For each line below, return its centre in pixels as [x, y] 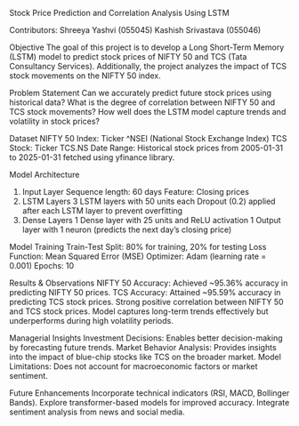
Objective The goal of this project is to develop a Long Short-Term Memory [147, 47]
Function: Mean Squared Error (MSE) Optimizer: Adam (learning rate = [138, 256]
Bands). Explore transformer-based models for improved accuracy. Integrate [149, 402]
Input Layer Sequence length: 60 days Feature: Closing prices [135, 192]
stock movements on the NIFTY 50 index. [85, 76]
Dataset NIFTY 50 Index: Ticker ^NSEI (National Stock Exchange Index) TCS [148, 138]
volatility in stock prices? [55, 121]
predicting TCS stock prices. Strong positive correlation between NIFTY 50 [146, 302]
